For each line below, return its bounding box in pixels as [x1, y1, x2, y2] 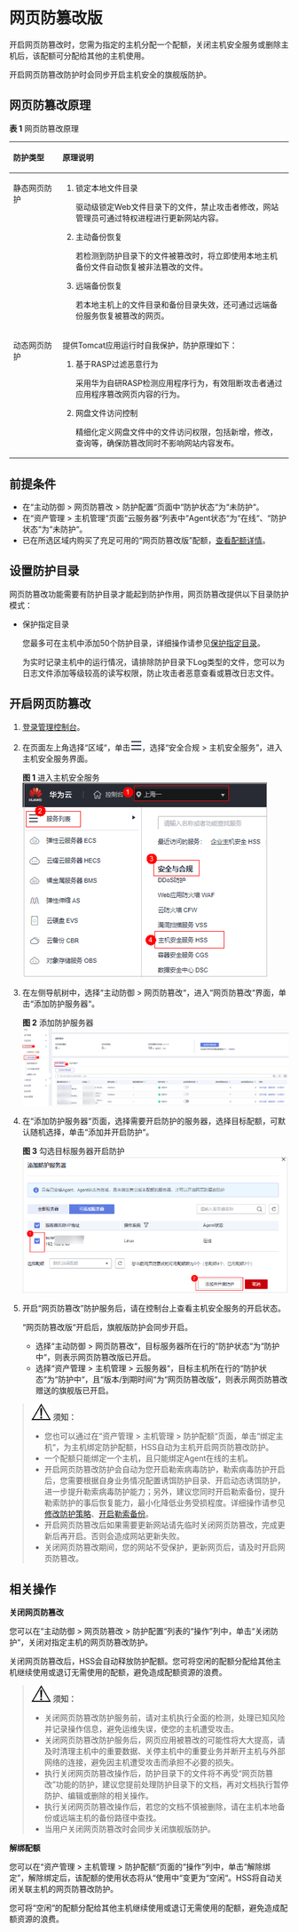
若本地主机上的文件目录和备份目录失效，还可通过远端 [74, 299, 271, 309]
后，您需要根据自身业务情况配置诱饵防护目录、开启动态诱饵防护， [43, 1475, 286, 1486]
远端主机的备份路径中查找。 [59, 1813, 161, 1824]
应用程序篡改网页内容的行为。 [74, 389, 184, 399]
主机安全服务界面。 [21, 753, 93, 764]
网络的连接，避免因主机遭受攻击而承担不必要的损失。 [43, 1757, 239, 1768]
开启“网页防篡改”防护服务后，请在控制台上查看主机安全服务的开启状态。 [21, 1303, 286, 1314]
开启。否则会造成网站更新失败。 [67, 1531, 184, 1542]
